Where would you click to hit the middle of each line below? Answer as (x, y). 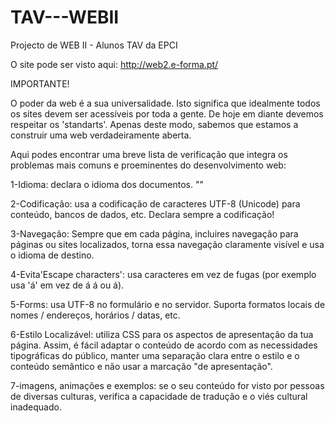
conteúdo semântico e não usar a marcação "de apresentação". (141, 366)
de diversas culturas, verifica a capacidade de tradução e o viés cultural (159, 396)
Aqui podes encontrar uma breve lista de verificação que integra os (149, 154)
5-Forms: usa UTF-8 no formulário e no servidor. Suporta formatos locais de (168, 304)
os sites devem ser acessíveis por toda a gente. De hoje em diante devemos (167, 113)
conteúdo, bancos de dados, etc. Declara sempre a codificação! (142, 214)
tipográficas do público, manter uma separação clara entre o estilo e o (155, 355)
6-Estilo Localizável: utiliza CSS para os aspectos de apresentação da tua (162, 334)
